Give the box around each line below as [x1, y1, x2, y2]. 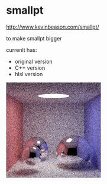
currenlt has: [6, 46, 37, 54]
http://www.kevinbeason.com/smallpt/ [6, 23, 99, 30]
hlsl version [14, 70, 43, 77]
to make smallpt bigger [6, 35, 62, 42]
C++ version [14, 64, 46, 71]
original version [14, 58, 53, 65]
